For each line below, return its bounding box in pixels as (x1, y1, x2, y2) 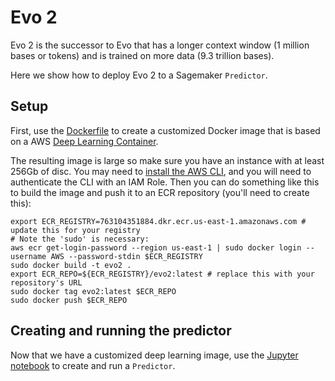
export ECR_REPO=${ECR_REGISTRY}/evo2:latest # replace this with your (10, 269, 315, 279)
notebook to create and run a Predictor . (10, 359, 176, 371)
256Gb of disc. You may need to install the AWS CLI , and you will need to (10, 165, 312, 177)
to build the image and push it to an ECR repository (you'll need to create (10, 186, 310, 198)
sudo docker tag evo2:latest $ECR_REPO (10, 286, 177, 296)
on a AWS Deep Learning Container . (10, 135, 159, 147)
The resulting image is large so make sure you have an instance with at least (10, 154, 325, 166)
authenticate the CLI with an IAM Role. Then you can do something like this (10, 176, 320, 188)
